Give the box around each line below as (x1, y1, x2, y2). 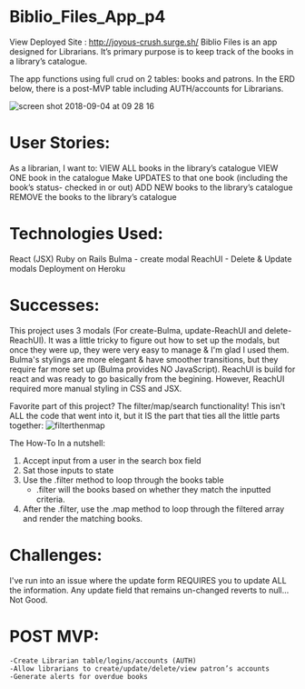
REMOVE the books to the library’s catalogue (9, 191, 177, 202)
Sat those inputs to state (22, 464, 114, 475)
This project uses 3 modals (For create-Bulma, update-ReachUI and (9, 325, 263, 335)
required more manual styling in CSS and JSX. (9, 383, 182, 394)
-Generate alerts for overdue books (9, 672, 148, 681)
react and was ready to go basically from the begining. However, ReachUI (9, 373, 285, 384)
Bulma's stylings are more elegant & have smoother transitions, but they (9, 354, 279, 364)
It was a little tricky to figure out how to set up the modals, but (48, 335, 280, 345)
